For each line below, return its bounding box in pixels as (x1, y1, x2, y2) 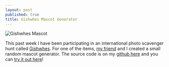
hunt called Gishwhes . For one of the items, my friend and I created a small (5, 46, 161, 52)
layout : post (5, 7, 33, 13)
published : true (5, 12, 39, 17)
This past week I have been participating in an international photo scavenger (5, 40, 164, 46)
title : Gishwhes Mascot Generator (5, 17, 78, 22)
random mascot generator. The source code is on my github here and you (5, 51, 158, 57)
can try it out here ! (5, 56, 44, 62)
